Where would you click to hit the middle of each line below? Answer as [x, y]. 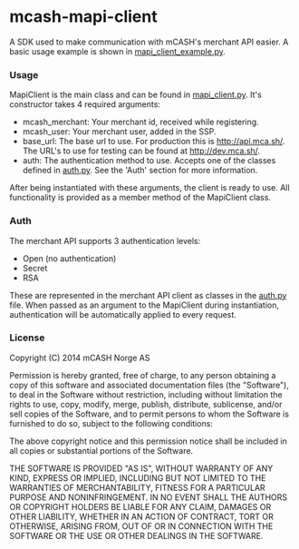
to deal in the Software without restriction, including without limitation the [146, 394]
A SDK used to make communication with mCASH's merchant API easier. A [149, 42]
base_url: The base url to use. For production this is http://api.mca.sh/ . [154, 142]
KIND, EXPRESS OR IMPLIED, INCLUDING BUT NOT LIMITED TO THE [138, 477]
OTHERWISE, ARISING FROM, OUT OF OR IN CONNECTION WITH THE [141, 526]
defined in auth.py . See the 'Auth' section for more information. [140, 171]
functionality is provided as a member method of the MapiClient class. [140, 198]
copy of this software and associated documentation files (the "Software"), [149, 385]
